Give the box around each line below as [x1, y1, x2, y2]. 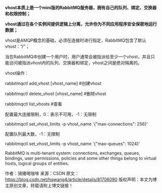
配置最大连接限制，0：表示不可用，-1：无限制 [5, 112, 97, 117]
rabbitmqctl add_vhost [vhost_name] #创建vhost [5, 80, 102, 86]
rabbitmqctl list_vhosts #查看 [5, 101, 62, 107]
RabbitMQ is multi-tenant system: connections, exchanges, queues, [5, 150, 141, 156]
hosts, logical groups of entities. [5, 161, 69, 166]
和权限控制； [5, 11, 31, 16]
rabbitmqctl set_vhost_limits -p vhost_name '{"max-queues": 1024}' [5, 141, 140, 146]
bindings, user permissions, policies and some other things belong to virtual [5, 155, 157, 161]
